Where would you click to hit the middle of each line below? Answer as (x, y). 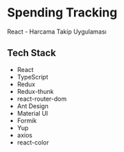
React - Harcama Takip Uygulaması (57, 31)
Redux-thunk (35, 91)
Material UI (33, 113)
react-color (33, 142)
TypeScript (33, 77)
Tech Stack (32, 53)
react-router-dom (42, 99)
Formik (27, 121)
